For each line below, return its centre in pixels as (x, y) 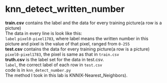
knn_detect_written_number (65, 9)
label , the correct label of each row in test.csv (54, 65)
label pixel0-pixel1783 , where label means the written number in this (77, 39)
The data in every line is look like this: (44, 33)
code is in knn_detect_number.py (38, 70)
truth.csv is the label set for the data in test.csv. (55, 59)
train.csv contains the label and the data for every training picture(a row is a (83, 23)
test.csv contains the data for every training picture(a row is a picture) (78, 49)
